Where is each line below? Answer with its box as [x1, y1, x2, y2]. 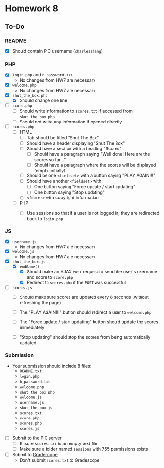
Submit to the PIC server [12, 435, 62, 441]
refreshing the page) [19, 299, 61, 305]
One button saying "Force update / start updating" [34, 184, 136, 190]
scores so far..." [34, 156, 66, 162]
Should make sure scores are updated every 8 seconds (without [19, 294, 149, 300]
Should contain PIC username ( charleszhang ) [12, 48, 103, 54]
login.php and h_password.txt [12, 72, 73, 78]
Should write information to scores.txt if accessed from [19, 108, 133, 114]
